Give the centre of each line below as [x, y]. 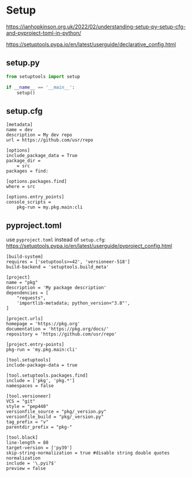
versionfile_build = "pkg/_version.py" [55, 417]
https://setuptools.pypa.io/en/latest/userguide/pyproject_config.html [89, 246]
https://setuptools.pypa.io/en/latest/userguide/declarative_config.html [91, 44]
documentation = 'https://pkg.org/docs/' [58, 329]
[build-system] [25, 257]
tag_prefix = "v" [27, 422]
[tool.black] [22, 437]
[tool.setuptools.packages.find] [47, 375]
